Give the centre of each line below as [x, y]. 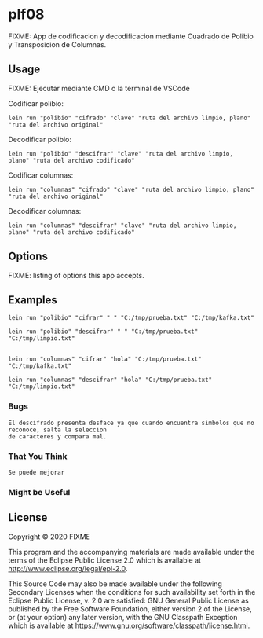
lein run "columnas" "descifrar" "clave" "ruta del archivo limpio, [122, 225]
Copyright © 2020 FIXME [49, 537]
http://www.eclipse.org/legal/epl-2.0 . [68, 568]
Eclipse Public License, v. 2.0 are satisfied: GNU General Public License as [128, 600]
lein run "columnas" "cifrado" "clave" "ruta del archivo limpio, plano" [131, 189]
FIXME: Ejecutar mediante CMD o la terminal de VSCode [99, 88]
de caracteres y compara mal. [58, 436]
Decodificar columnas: [45, 211]
